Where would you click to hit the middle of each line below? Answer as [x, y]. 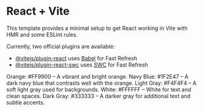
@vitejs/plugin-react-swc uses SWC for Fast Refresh [81, 65]
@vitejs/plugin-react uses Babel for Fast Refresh [76, 58]
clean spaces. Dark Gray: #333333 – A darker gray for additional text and [98, 96]
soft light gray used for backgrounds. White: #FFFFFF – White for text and [99, 89]
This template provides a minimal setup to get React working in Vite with [97, 28]
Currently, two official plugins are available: [61, 46]
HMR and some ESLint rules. [42, 34]
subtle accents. [26, 102]
